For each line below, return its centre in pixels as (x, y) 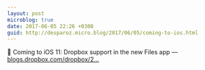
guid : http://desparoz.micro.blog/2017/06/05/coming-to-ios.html (102, 33)
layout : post (26, 13)
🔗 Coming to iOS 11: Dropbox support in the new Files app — (93, 52)
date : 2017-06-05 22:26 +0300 (51, 26)
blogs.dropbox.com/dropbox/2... (53, 60)
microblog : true (30, 20)
